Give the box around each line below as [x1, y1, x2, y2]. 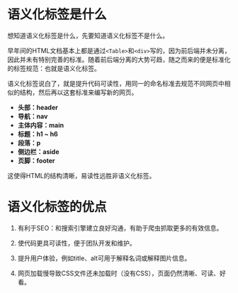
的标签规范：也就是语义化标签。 [7, 64, 101, 72]
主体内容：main [17, 121, 64, 129]
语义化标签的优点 [7, 199, 108, 215]
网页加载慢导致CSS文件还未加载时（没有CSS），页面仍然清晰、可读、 [17, 269, 220, 277]
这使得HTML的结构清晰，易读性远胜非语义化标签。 [7, 171, 156, 179]
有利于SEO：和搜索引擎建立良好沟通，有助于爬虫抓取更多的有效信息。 [17, 223, 223, 232]
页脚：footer [17, 156, 55, 165]
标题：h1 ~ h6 [17, 129, 58, 138]
